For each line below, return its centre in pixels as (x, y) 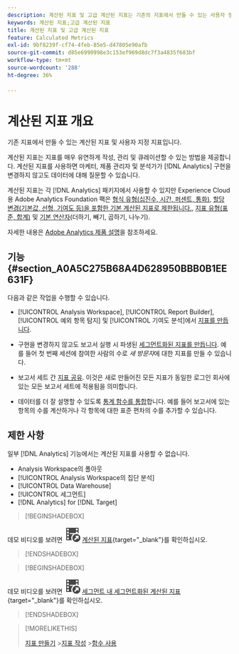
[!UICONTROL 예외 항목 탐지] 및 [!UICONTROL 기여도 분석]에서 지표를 (116, 320)
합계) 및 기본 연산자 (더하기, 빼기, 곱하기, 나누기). (84, 217)
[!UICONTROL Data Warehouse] (64, 486)
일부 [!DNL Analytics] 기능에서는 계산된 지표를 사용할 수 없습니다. (99, 454)
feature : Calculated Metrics (51, 38)
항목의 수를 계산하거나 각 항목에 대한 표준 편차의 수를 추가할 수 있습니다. (117, 411)
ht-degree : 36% (30, 75)
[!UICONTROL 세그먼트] (52, 494)
